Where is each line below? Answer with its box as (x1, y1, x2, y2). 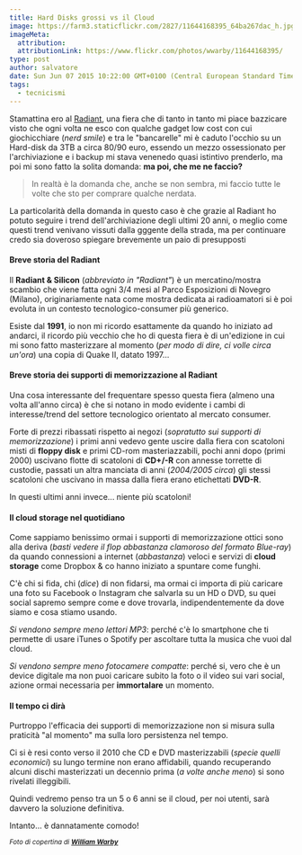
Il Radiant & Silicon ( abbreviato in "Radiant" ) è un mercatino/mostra (9, 274, 262, 285)
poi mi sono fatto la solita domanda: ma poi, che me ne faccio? (9, 161, 243, 172)
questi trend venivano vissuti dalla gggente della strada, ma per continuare (9, 224, 286, 235)
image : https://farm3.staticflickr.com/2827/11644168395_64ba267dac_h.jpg (9, 22, 296, 31)
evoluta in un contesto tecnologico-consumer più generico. (9, 303, 229, 314)
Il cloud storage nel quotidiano (9, 512, 126, 522)
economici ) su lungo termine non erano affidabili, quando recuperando (9, 757, 271, 768)
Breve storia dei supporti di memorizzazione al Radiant (9, 370, 218, 380)
